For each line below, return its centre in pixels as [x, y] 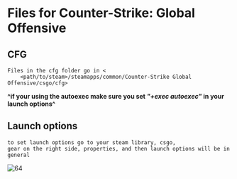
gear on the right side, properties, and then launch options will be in [119, 148]
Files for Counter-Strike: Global [101, 13]
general [19, 155]
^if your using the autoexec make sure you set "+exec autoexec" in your [116, 96]
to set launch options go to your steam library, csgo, [92, 142]
